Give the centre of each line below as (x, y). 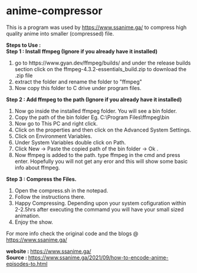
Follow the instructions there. (50, 197)
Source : (17, 257)
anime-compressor (54, 11)
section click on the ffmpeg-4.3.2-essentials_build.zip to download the (101, 69)
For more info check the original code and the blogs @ (72, 233)
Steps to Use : (24, 45)
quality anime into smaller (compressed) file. (60, 33)
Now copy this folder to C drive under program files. (78, 88)
